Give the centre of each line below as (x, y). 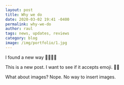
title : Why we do (24, 15)
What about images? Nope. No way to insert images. (60, 77)
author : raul (19, 29)
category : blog (21, 38)
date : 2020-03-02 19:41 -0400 (38, 19)
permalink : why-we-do (28, 24)
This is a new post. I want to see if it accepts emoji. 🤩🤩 (63, 67)
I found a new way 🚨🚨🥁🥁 (31, 57)
